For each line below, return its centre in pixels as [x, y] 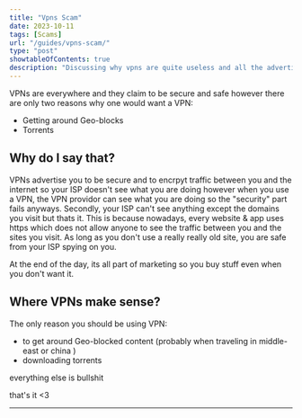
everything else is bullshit [57, 378]
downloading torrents [62, 360]
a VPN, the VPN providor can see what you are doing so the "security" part [148, 199]
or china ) [58, 351]
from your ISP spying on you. [63, 246]
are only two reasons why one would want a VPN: [101, 102]
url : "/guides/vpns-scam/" [60, 43]
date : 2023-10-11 [42, 26]
